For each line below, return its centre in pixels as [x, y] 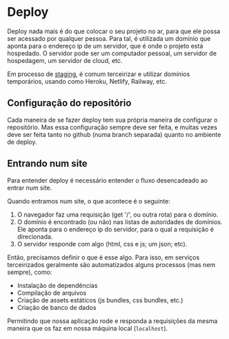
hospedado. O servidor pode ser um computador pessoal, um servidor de [112, 53]
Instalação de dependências [57, 285]
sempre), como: [30, 272]
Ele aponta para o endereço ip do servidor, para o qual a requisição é [115, 229]
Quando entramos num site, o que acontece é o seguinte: [89, 201]
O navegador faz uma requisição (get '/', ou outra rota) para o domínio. [118, 214]
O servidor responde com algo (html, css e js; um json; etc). [102, 244]
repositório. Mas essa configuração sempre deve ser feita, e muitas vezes [112, 127]
